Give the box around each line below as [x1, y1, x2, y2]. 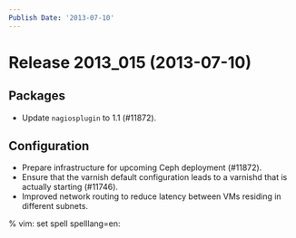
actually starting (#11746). [21, 182, 119, 193]
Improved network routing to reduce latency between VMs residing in [21, 191, 282, 202]
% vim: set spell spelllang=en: [8, 218, 121, 229]
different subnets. [21, 201, 88, 212]
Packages [8, 88, 65, 104]
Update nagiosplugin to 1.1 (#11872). [21, 112, 157, 123]
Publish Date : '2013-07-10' [8, 13, 115, 23]
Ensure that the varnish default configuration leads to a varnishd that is [21, 172, 288, 183]
